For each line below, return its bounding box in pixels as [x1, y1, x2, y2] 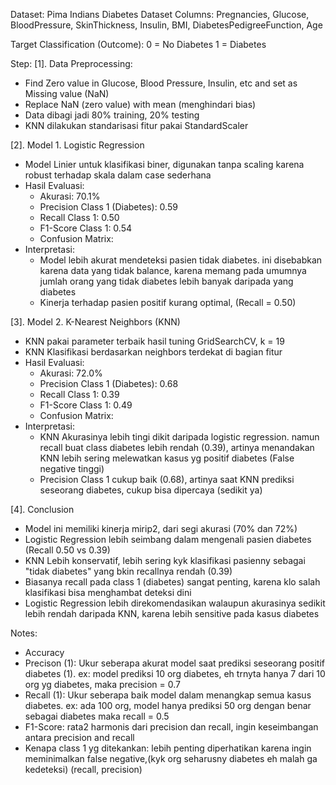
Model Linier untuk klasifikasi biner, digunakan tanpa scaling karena [24, 159, 305, 170]
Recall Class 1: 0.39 [39, 389, 120, 400]
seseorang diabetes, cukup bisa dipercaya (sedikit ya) [39, 484, 263, 496]
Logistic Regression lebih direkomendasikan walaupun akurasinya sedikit [24, 597, 326, 609]
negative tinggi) [39, 463, 105, 474]
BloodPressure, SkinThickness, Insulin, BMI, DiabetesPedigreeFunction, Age [10, 19, 323, 31]
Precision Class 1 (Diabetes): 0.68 [39, 378, 179, 389]
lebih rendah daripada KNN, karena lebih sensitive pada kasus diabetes [24, 608, 320, 619]
